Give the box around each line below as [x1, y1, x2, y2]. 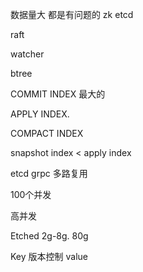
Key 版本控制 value [10, 251, 88, 262]
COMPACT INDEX [10, 128, 84, 139]
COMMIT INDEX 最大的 [10, 88, 106, 100]
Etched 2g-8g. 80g [10, 230, 89, 242]
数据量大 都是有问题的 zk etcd [10, 9, 134, 20]
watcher [10, 48, 45, 60]
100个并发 [10, 189, 52, 200]
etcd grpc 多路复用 [10, 168, 88, 179]
